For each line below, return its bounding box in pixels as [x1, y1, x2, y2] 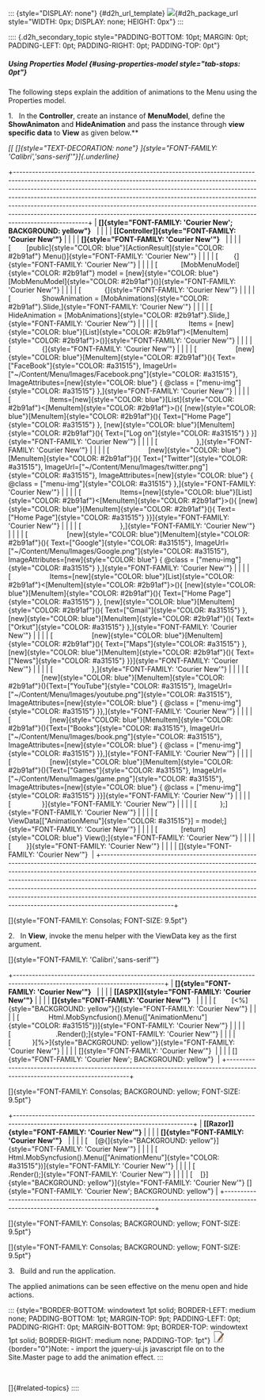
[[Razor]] [203, 1118, 234, 1128]
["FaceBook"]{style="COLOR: [8, 361, 105, 370]
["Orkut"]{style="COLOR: [8, 622, 91, 631]
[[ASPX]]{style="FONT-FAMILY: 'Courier [113, 987, 252, 996]
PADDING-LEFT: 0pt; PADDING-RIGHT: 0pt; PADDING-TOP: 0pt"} [8, 40, 220, 50]
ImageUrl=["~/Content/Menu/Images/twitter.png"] [44, 462, 208, 471]
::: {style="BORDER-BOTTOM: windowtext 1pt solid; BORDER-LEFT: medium [8, 1305, 256, 1314]
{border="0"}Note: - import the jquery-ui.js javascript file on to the [8, 1344, 225, 1353]
